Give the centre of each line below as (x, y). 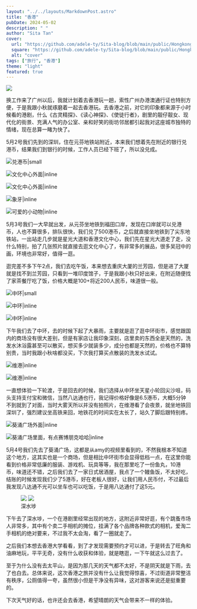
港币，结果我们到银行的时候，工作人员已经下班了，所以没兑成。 (83, 149)
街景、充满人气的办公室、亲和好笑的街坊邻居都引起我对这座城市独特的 (106, 122)
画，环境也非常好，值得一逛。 (42, 254)
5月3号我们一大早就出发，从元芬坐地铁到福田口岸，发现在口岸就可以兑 (91, 225)
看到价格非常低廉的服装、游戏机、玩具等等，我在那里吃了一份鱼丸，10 (91, 464)
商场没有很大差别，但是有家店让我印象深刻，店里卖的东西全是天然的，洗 (103, 338)
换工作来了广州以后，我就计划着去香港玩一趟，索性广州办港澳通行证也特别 (96, 100)
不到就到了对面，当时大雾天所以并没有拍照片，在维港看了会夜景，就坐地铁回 (98, 405)
